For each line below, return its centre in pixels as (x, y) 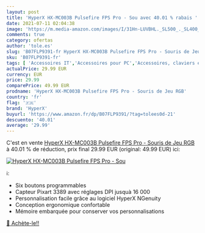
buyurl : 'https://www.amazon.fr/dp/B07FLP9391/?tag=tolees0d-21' (91, 114)
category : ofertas (30, 40)
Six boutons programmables (51, 185)
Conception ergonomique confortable (63, 205)
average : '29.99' (28, 126)
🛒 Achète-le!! (23, 223)
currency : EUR (24, 74)
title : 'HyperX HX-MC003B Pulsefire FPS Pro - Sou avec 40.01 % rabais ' (102, 18)
